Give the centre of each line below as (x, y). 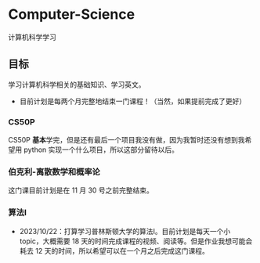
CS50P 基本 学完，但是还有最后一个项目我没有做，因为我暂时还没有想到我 (126, 140)
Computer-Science (72, 14)
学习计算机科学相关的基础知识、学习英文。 (77, 85)
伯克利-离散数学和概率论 (54, 171)
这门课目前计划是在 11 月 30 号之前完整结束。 (81, 190)
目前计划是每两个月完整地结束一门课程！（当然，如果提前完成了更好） (133, 101)
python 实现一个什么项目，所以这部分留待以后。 (101, 150)
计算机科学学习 (32, 37)
